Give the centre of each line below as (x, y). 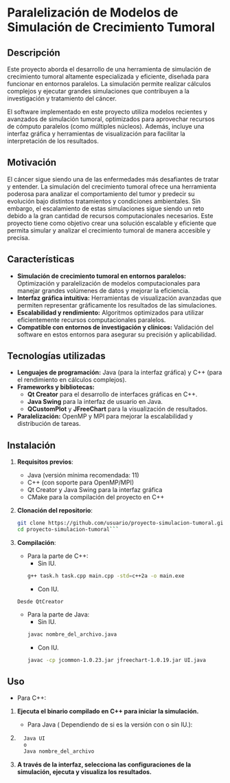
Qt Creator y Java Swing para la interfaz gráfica (95, 490)
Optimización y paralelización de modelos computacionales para (108, 283)
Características (41, 259)
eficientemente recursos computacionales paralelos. (91, 320)
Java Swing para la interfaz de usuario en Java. (95, 402)
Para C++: (32, 698)
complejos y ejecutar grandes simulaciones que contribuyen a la (99, 91)
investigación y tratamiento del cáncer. (62, 98)
